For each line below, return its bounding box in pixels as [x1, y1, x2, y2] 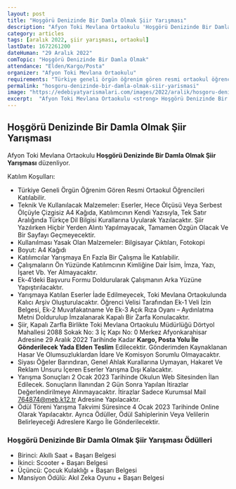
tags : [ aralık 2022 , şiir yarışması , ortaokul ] [7, 37, 150, 44]
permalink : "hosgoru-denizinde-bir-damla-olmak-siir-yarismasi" [7, 82, 199, 89]
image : [7, 89, 27, 96]
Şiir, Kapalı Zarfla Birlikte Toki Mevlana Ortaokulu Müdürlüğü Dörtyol [17, 320, 215, 329]
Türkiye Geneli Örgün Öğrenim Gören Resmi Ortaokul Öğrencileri [17, 186, 205, 194]
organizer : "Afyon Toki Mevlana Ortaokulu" [7, 69, 137, 76]
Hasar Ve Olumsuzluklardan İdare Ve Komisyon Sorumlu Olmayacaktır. [17, 350, 221, 359]
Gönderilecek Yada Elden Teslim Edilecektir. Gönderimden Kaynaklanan [17, 343, 228, 351]
